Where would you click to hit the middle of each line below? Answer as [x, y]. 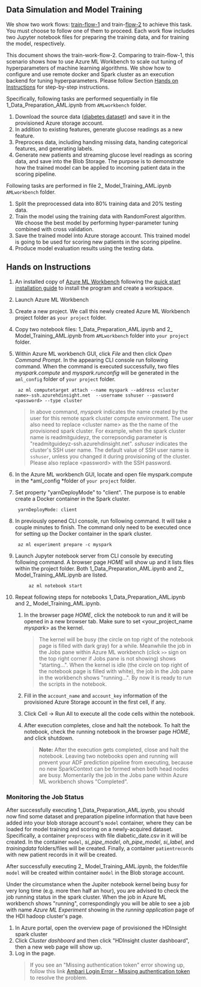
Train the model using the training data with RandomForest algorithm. [100, 216]
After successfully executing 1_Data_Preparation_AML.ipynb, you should [95, 810]
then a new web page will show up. [58, 947]
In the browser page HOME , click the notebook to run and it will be [106, 615]
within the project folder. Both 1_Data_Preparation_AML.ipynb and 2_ [99, 568]
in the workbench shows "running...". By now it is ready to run [115, 677]
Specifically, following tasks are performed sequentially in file [82, 98]
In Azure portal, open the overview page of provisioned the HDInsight [101, 928]
